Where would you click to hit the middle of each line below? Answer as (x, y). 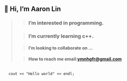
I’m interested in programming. (66, 23)
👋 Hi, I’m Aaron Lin (33, 9)
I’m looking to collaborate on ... (61, 48)
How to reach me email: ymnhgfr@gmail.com (75, 59)
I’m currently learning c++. (61, 36)
